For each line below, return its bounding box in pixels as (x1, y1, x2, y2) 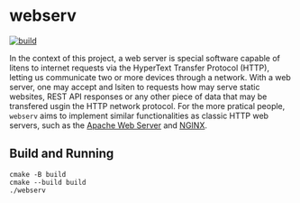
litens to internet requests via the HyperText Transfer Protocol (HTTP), (9, 62, 270, 73)
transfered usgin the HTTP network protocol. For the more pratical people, (9, 100, 286, 111)
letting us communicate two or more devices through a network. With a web (9, 71, 291, 82)
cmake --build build (9, 178, 87, 187)
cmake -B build (9, 170, 67, 179)
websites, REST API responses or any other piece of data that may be (9, 91, 268, 102)
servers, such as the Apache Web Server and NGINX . (9, 119, 207, 131)
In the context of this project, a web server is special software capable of (9, 52, 281, 63)
